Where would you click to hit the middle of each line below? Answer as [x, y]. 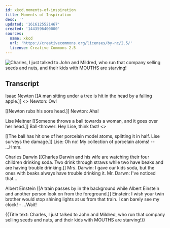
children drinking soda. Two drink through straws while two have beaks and [84, 162]
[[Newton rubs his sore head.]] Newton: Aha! [52, 111]
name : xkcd [21, 39]
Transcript [22, 84]
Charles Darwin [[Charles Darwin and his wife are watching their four [77, 157]
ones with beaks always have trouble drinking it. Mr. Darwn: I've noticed [80, 173]
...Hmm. [13, 147]
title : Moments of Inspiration [38, 15]
